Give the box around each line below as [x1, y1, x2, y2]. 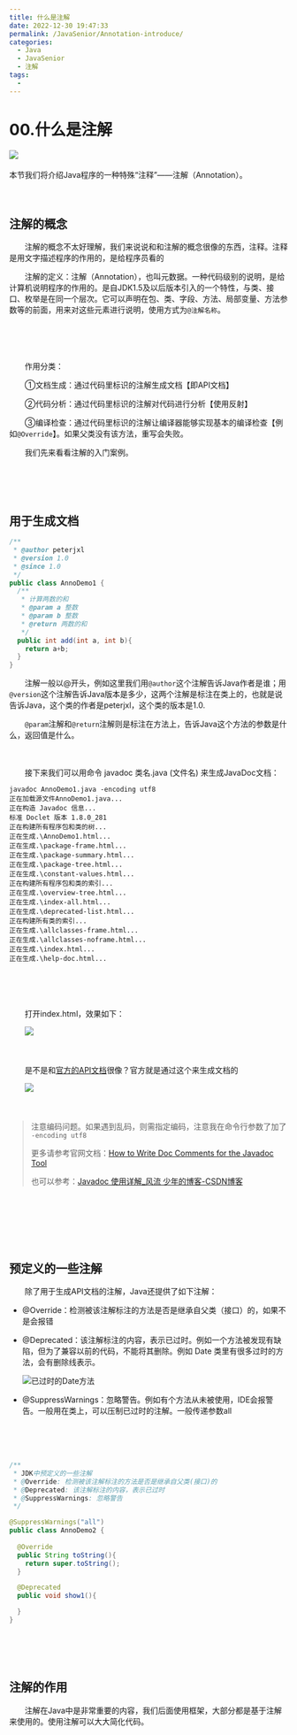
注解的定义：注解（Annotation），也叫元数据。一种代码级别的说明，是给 [24, 272, 286, 282]
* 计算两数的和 [20, 595, 69, 604]
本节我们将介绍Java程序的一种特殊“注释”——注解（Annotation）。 [9, 169, 247, 180]
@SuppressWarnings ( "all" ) [9, 1518, 104, 1527]
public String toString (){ [17, 1550, 117, 1560]
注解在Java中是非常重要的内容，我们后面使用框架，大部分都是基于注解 [24, 1705, 283, 1716]
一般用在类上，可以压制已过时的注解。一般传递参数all [37, 1406, 232, 1416]
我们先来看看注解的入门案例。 [24, 448, 133, 458]
